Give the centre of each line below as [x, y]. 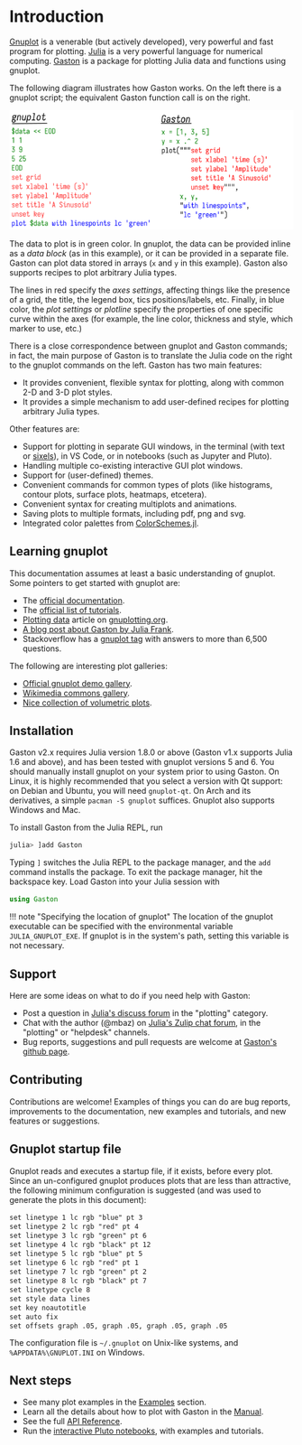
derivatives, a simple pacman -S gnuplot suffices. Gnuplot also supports [142, 800]
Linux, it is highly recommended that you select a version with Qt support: [146, 781]
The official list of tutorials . [72, 610]
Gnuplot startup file [65, 1149]
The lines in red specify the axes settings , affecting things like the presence [150, 290]
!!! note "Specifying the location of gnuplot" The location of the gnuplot [141, 917]
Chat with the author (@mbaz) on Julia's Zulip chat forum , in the [142, 1023]
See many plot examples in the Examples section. [114, 1403]
